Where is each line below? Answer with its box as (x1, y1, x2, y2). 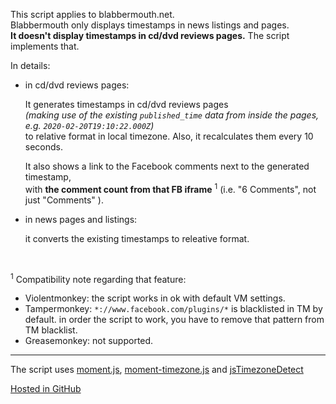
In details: (10, 60, 51, 71)
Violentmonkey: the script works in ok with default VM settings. (24, 292, 286, 304)
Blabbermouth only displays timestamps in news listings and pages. (10, 19, 290, 31)
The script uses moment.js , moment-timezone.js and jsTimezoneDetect (10, 364, 304, 376)
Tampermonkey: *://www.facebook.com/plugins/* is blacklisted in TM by (24, 303, 323, 315)
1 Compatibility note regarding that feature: (10, 271, 187, 285)
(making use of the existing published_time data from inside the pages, (24, 109, 320, 121)
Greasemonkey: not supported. (24, 335, 154, 347)
